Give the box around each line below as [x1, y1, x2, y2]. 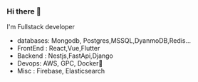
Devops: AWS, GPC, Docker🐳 [16, 59, 103, 68]
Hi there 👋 [6, 6, 42, 16]
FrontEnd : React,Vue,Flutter [16, 44, 100, 53]
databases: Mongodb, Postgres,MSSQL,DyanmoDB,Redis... [16, 36, 192, 45]
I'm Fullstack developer [6, 23, 75, 31]
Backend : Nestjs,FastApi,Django [16, 51, 113, 60]
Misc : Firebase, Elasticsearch [16, 67, 105, 76]
